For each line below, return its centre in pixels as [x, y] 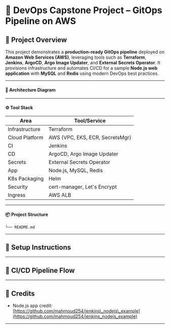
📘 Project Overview [36, 40]
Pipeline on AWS [41, 21]
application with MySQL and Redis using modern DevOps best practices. [82, 73]
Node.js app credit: [32, 306]
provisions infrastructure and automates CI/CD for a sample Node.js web [81, 68]
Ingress [17, 195]
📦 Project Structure [27, 214]
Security [18, 187]
